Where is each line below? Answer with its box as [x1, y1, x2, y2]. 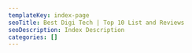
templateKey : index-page [8, 11, 90, 19]
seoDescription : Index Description [8, 26, 125, 34]
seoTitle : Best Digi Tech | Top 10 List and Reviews [8, 19, 185, 26]
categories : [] [8, 33, 58, 41]
